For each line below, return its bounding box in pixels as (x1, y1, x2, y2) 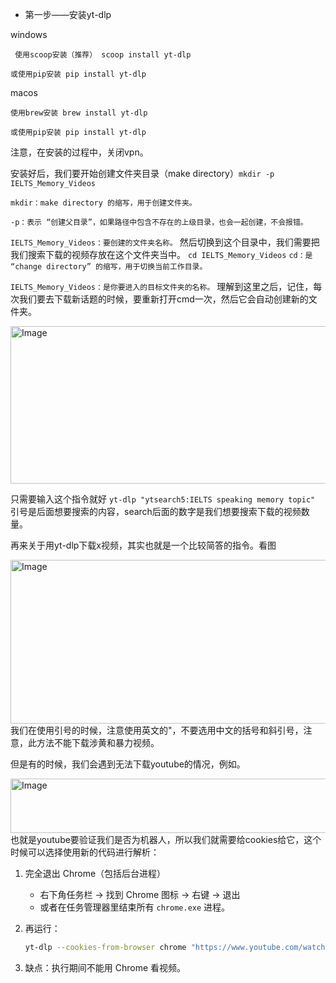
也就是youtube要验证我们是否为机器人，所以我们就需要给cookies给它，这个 (10, 834, 322, 845)
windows (10, 29, 48, 40)
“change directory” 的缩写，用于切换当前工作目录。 (10, 262, 208, 272)
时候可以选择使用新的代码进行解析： (10, 846, 160, 858)
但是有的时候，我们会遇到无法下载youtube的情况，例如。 (10, 758, 246, 770)
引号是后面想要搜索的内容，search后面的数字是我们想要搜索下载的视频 (10, 506, 302, 517)
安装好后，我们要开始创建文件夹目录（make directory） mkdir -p (10, 168, 275, 179)
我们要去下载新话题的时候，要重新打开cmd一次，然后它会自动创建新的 (18, 293, 309, 305)
